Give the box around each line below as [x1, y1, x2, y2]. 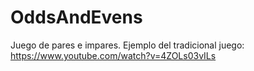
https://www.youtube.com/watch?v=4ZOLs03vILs [10, 49, 217, 61]
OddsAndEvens [10, 6, 143, 29]
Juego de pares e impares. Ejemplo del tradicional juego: [10, 39, 245, 51]
